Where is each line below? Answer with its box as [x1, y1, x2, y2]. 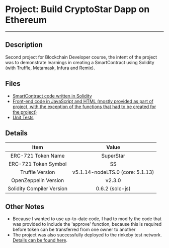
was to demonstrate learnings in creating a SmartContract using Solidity [5, 59, 154, 65]
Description [5, 40, 43, 49]
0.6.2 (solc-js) [96, 185, 131, 192]
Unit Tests [12, 114, 34, 120]
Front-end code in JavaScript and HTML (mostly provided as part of [12, 98, 154, 104]
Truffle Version [20, 169, 55, 176]
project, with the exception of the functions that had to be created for [12, 104, 156, 110]
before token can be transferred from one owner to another [12, 226, 136, 233]
